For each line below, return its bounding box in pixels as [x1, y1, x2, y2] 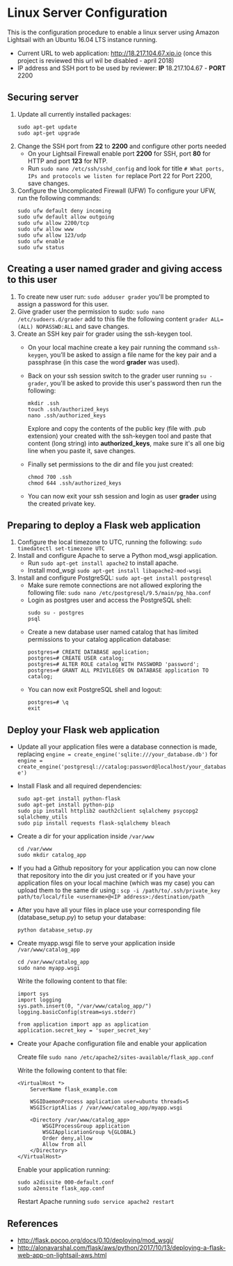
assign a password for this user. [17, 300, 109, 308]
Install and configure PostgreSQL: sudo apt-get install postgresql [17, 574, 212, 582]
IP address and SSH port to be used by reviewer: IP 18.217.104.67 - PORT [17, 64, 226, 72]
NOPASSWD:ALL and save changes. [35, 322, 130, 330]
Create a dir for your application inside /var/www [17, 832, 154, 841]
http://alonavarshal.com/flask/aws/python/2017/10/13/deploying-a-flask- [17, 1244, 226, 1251]
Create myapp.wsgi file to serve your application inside [17, 939, 176, 948]
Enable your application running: [17, 1165, 111, 1174]
